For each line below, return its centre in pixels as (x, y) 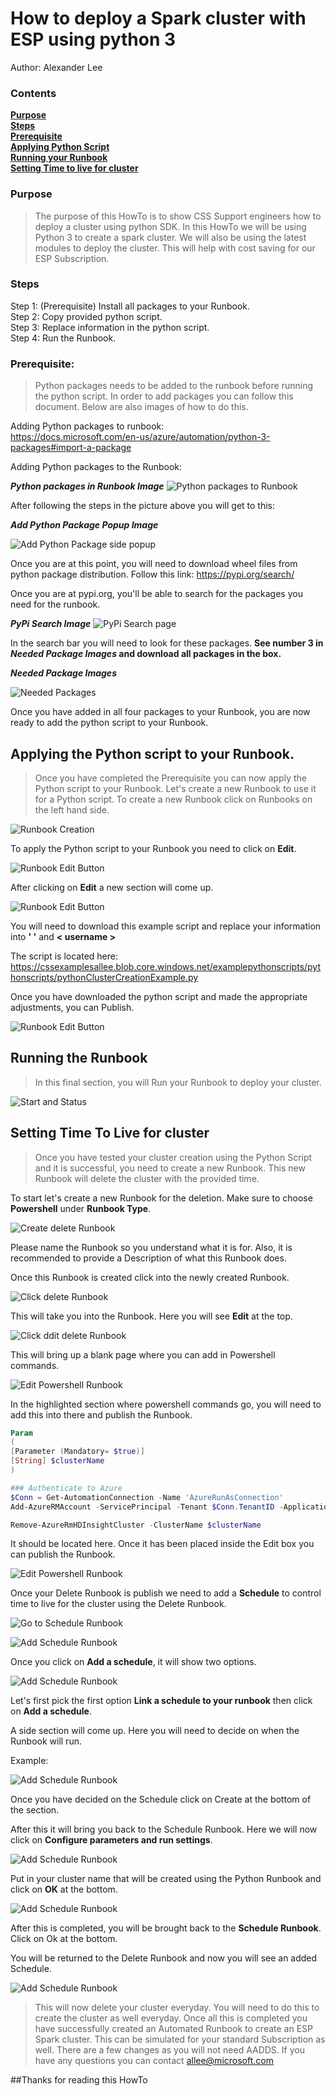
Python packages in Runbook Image (87, 486)
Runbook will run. (46, 1741)
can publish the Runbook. (63, 1554)
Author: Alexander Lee (56, 67)
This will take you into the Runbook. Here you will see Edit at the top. (151, 1316)
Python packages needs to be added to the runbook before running (173, 386)
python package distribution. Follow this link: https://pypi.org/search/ (152, 574)
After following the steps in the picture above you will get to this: (143, 506)
